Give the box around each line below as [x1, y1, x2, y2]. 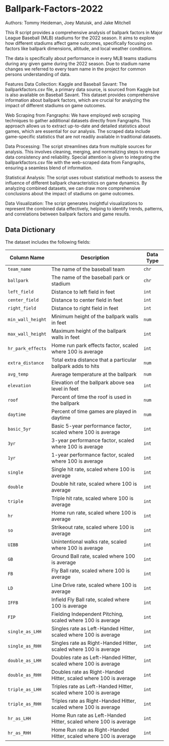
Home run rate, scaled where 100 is [51, 509, 137, 516]
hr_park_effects [8, 345, 47, 351]
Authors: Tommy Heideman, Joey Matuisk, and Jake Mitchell [5, 20, 131, 26]
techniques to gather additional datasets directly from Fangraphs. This [5, 117, 151, 123]
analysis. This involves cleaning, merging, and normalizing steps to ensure [5, 148, 159, 155]
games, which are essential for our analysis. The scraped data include [5, 128, 150, 134]
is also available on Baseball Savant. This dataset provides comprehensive [5, 92, 159, 98]
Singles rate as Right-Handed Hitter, [51, 639, 137, 646]
